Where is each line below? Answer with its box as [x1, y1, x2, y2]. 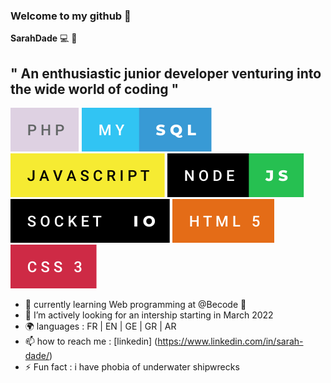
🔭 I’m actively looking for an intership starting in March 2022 [24, 309, 274, 321]
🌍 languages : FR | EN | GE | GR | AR [24, 320, 177, 333]
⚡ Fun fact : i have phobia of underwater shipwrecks [24, 361, 240, 373]
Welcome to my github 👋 [10, 9, 132, 23]
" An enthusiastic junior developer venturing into [10, 65, 322, 82]
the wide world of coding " [10, 80, 180, 98]
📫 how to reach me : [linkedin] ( [24, 335, 158, 348]
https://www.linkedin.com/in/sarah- [157, 335, 304, 348]
